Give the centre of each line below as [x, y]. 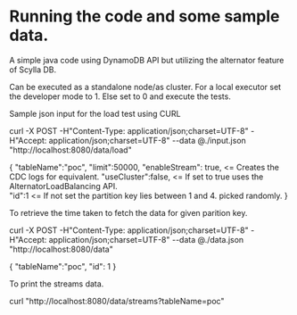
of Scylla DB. [33, 70]
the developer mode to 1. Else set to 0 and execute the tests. [120, 96]
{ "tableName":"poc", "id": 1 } [63, 266]
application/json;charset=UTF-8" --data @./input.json [148, 140]
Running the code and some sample [144, 17]
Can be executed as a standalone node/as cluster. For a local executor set [145, 87]
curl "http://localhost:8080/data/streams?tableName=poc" [117, 301]
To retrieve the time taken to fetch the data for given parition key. [128, 212]
